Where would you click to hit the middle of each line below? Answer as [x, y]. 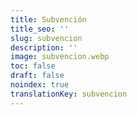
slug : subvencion [46, 38]
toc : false [33, 66]
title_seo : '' [40, 29]
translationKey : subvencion [69, 94]
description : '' [44, 47]
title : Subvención [48, 19]
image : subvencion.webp [60, 57]
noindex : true [40, 85]
